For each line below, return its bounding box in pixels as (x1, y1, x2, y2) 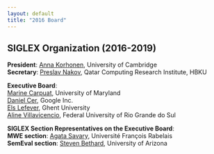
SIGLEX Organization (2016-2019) (7, 42, 156, 54)
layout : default (7, 10, 54, 17)
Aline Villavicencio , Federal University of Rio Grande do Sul (7, 111, 176, 119)
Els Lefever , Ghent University (7, 103, 90, 112)
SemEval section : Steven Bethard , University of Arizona (7, 139, 168, 148)
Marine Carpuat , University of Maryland (7, 89, 121, 97)
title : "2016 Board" (7, 17, 67, 24)
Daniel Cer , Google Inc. (7, 96, 74, 105)
